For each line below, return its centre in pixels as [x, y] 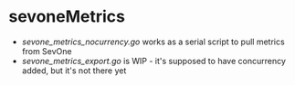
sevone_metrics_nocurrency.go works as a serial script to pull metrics [153, 42]
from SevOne [47, 51]
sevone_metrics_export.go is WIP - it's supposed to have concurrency [154, 61]
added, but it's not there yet [74, 71]
